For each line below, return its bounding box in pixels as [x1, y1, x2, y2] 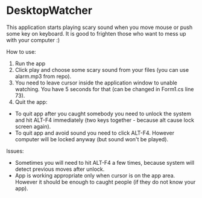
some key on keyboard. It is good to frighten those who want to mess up [6, 30, 186, 37]
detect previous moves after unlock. [14, 165, 105, 173]
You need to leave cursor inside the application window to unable [14, 79, 178, 86]
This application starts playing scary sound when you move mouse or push [6, 24, 193, 31]
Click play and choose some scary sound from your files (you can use [14, 66, 189, 73]
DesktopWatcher [6, 4, 92, 18]
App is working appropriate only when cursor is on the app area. [14, 171, 175, 179]
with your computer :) [6, 36, 60, 43]
